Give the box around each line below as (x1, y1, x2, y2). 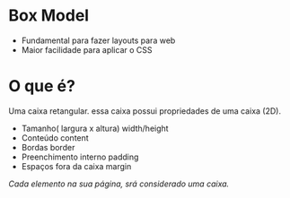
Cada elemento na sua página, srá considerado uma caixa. (8, 178, 230, 189)
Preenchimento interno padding (21, 151, 139, 162)
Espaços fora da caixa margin (21, 160, 132, 171)
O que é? (8, 76, 75, 97)
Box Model (8, 5, 90, 26)
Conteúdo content (21, 132, 89, 143)
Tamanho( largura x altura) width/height (21, 123, 169, 133)
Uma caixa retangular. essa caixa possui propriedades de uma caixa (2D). (8, 105, 282, 116)
